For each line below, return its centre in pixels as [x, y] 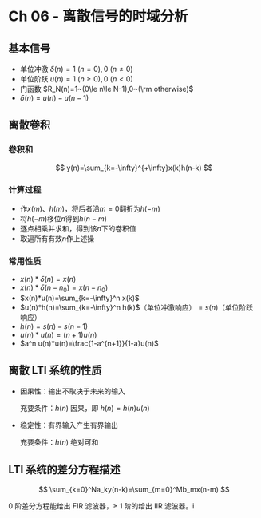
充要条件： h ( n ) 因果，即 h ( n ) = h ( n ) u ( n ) [85, 408]
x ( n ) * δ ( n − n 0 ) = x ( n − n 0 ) [64, 289]
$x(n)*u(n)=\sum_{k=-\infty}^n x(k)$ [79, 298]
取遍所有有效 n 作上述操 [57, 238]
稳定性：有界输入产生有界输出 [69, 425]
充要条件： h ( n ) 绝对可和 [59, 442]
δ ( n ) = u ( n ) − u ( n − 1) [54, 98]
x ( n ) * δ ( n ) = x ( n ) [48, 279]
